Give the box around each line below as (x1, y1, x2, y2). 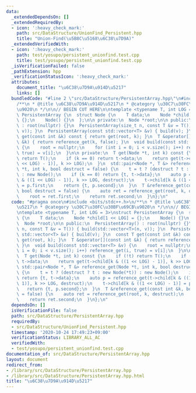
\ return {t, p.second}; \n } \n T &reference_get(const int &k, (16, 286, 184, 292)
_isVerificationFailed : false (11, 63, 85, 69)
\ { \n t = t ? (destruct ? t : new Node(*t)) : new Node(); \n (16, 270, 179, 275)
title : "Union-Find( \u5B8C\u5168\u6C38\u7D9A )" (16, 36, 134, 42)
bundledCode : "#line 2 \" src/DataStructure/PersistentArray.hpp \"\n (11, 95, 181, 101)
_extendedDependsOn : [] (11, 14, 69, 20)
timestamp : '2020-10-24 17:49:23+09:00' (11, 329, 111, 335)
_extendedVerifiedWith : (11, 42, 69, 47)
